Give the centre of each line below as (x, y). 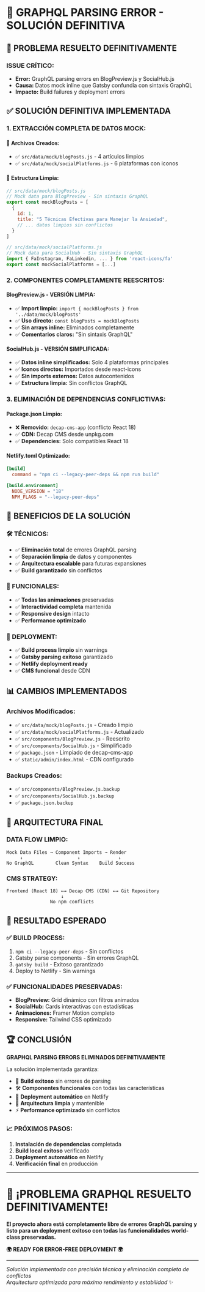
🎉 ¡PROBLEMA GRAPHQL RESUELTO (99, 1194)
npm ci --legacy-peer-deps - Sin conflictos (69, 951)
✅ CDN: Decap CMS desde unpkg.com (64, 435)
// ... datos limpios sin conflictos (65, 225)
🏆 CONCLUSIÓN (39, 1040)
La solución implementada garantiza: (52, 1069)
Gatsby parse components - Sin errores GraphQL (77, 958)
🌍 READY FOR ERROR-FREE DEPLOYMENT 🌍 (65, 1249)
